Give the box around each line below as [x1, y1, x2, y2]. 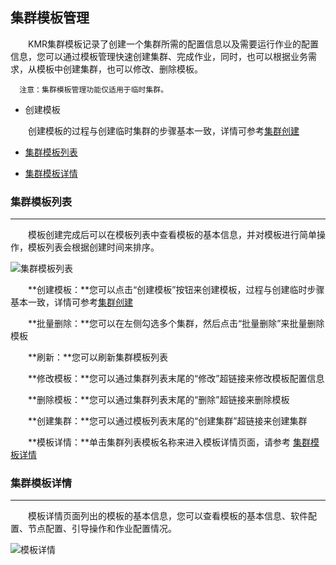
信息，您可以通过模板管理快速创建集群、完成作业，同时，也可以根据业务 [10, 50, 308, 62]
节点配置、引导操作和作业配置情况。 [27, 523, 177, 535]
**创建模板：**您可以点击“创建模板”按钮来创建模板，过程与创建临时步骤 [27, 284, 325, 296]
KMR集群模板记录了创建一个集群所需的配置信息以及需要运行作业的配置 [27, 38, 320, 50]
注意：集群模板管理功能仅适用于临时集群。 [19, 84, 169, 95]
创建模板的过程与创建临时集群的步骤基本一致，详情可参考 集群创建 [27, 124, 300, 137]
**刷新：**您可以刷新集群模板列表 [27, 351, 169, 363]
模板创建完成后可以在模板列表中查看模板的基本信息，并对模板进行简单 [27, 229, 317, 241]
